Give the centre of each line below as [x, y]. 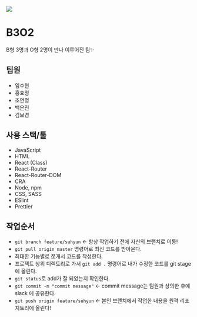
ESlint [21, 200]
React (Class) [31, 162]
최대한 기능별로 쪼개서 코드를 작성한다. [59, 256]
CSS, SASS [28, 194]
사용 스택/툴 [26, 135]
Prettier [24, 206]
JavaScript [28, 150]
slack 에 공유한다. [35, 293]
